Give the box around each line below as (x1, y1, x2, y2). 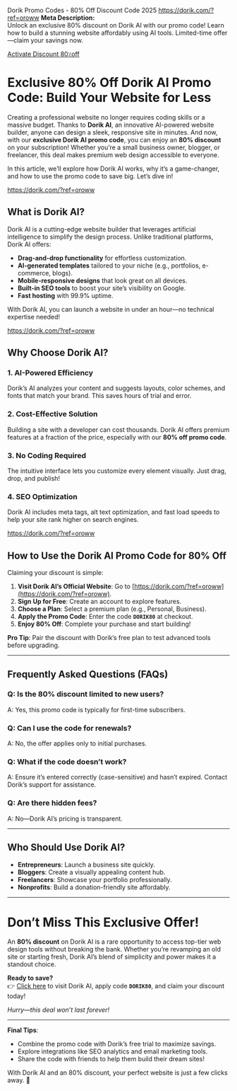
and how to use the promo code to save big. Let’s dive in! (7, 171, 174, 180)
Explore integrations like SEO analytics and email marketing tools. (17, 1047, 208, 1056)
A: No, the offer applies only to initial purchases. (7, 739, 147, 748)
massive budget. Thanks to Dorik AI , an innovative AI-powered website (7, 120, 214, 129)
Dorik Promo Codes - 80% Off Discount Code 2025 (7, 6, 157, 14)
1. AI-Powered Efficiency (7, 368, 94, 378)
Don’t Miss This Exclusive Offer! (7, 914, 200, 930)
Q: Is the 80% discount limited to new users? (7, 690, 164, 699)
